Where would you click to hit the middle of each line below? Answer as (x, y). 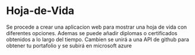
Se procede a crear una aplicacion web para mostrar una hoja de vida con (97, 27)
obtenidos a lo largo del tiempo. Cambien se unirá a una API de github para (98, 39)
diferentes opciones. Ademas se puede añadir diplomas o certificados (92, 33)
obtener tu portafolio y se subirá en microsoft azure (69, 46)
